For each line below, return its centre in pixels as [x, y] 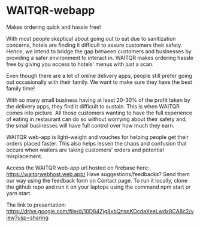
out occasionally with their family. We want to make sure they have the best [99, 82]
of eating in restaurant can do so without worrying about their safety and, [97, 119]
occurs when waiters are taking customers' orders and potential [85, 150]
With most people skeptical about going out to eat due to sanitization [91, 38]
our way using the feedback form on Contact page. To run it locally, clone [97, 180]
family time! [21, 88]
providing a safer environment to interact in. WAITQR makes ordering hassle [100, 57]
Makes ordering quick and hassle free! [54, 27]
